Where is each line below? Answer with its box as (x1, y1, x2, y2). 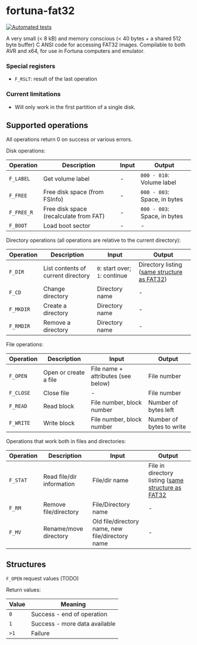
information (43, 480, 75, 488)
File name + (90, 365, 123, 373)
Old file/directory (92, 518, 140, 526)
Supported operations (6, 120, 89, 130)
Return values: (6, 586, 41, 593)
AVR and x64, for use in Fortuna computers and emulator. (6, 47, 145, 54)
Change (43, 285, 66, 293)
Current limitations (6, 90, 61, 98)
